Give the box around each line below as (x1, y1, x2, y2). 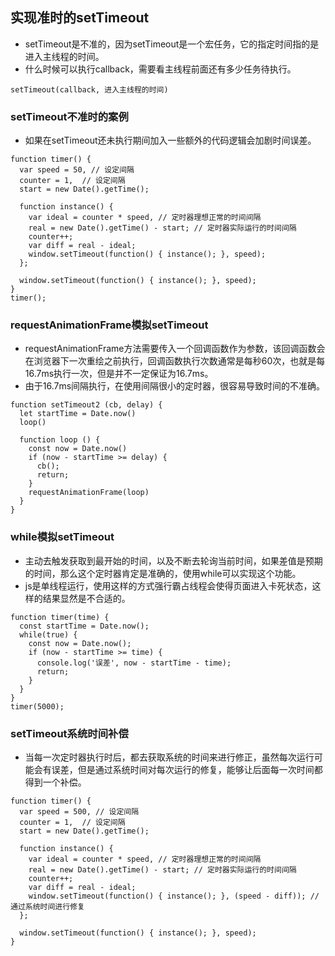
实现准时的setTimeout (10, 9, 150, 27)
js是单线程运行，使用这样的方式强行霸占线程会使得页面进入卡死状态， (24, 579, 313, 592)
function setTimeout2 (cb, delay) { (10, 400, 163, 410)
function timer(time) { (10, 612, 110, 622)
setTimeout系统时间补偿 (10, 726, 129, 740)
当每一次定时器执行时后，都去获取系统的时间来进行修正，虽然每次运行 (24, 751, 315, 763)
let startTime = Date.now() (19, 409, 137, 419)
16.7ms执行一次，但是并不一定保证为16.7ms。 (24, 368, 214, 380)
